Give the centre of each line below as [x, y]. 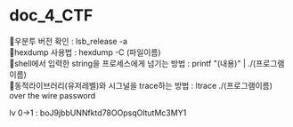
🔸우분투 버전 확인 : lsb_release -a [68, 41]
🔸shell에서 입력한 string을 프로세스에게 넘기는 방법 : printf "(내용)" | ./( [133, 63]
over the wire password [53, 95]
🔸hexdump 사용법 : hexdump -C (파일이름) [85, 52]
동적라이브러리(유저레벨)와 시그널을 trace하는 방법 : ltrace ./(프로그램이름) [144, 85]
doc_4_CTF [51, 16]
